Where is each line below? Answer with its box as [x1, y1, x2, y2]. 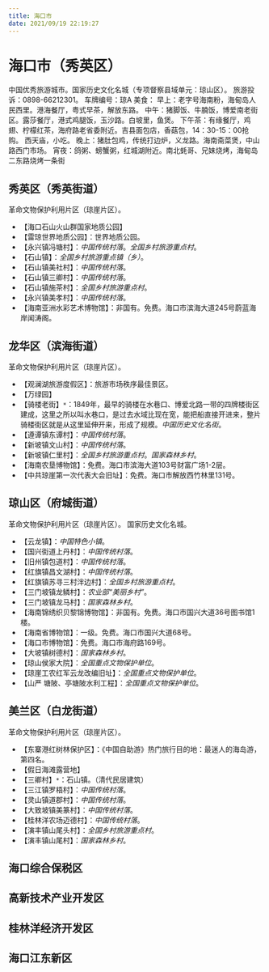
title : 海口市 [8, 11, 53, 20]
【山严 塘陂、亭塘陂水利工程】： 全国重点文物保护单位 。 [19, 677, 204, 688]
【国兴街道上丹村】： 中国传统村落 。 [19, 546, 137, 556]
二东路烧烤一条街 [8, 155, 65, 166]
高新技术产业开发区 [8, 891, 104, 905]
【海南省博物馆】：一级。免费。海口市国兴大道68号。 [19, 627, 196, 637]
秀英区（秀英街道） [8, 181, 104, 195]
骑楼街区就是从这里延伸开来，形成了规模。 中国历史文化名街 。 [19, 420, 226, 430]
